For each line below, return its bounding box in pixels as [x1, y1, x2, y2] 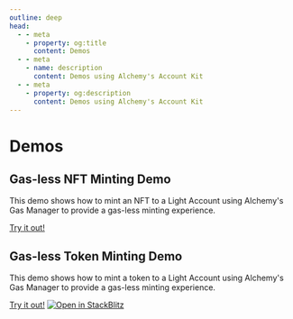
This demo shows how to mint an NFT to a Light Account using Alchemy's [9, 196, 284, 206]
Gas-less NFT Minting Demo [9, 171, 171, 187]
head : [9, 22, 30, 31]
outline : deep [9, 13, 63, 23]
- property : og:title [25, 38, 106, 48]
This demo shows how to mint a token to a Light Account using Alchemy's [9, 272, 284, 284]
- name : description [25, 64, 103, 73]
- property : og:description [25, 88, 131, 97]
